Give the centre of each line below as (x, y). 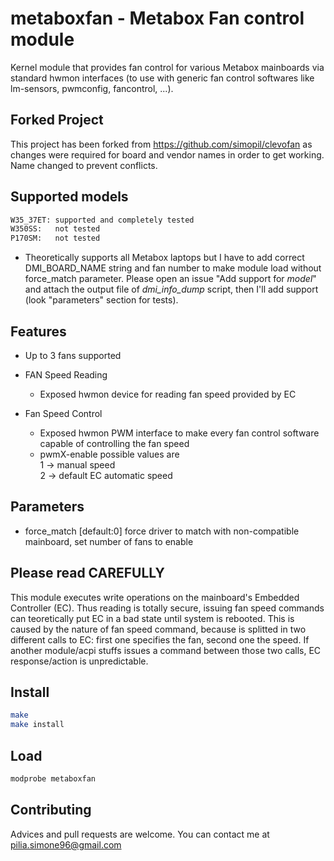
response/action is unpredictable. (79, 661)
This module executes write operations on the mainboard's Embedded (155, 597)
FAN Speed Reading (66, 375)
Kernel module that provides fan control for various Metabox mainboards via (167, 67)
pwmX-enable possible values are (109, 454)
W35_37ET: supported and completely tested (102, 220)
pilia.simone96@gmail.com (66, 844)
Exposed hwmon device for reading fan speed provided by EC (168, 394)
